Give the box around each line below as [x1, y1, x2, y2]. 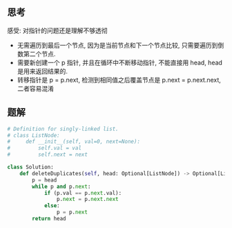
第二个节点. [23, 49, 56, 58]
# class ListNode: [7, 132, 60, 139]
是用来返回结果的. [17, 67, 68, 75]
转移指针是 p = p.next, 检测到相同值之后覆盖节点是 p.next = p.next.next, [17, 76, 221, 84]
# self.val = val [7, 145, 81, 152]
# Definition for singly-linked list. [7, 125, 119, 132]
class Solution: [7, 164, 54, 170]
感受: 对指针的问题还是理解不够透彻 [7, 26, 108, 35]
